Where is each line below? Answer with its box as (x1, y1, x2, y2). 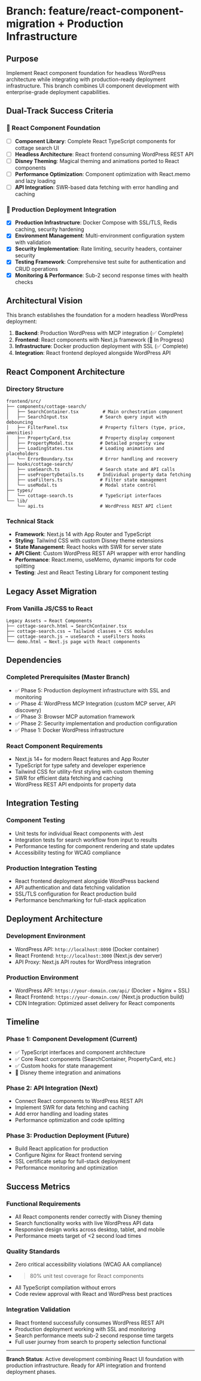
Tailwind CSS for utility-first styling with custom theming (14, 768, 154, 776)
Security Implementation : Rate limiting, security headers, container (14, 245, 182, 252)
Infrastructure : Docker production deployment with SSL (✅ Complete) (14, 343, 188, 350)
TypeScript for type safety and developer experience (14, 762, 146, 769)
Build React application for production (14, 1145, 109, 1152)
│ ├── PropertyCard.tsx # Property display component (6, 435, 175, 441)
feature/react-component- (48, 4, 184, 18)
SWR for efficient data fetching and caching (14, 774, 123, 782)
